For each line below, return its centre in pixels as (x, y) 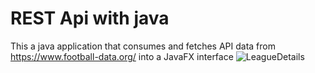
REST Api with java (90, 18)
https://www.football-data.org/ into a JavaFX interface (122, 56)
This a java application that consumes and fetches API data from (143, 46)
